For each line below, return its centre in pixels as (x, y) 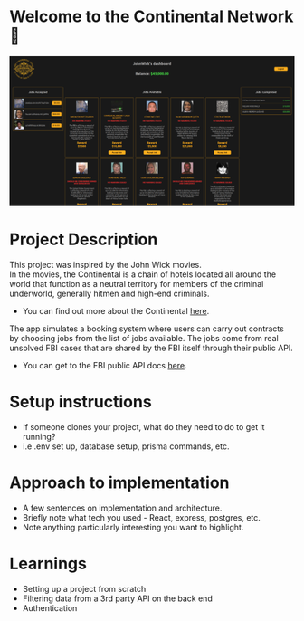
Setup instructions (81, 402)
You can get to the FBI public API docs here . (104, 366)
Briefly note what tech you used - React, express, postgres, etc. (141, 518)
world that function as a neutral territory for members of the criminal (137, 284)
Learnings (48, 564)
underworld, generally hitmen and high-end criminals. (109, 294)
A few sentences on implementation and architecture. (122, 508)
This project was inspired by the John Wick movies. (105, 265)
